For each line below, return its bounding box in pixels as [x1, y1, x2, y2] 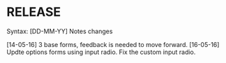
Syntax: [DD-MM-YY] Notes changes [6, 27, 113, 35]
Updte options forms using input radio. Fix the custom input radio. [6, 48, 196, 56]
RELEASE [6, 4, 61, 20]
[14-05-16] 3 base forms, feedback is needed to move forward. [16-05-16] [6, 40, 220, 48]
